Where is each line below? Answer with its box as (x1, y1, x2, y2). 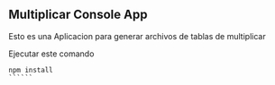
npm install (8, 65, 53, 74)
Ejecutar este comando (8, 48, 95, 59)
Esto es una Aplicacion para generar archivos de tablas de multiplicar (8, 30, 267, 41)
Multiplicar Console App (8, 7, 148, 22)
